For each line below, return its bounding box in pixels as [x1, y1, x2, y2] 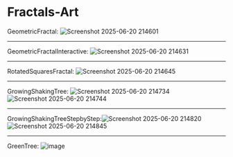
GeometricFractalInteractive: [7, 47, 89, 56]
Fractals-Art [7, 4, 79, 20]
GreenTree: [7, 142, 40, 150]
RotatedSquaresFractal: [7, 67, 75, 75]
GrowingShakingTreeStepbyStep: [7, 114, 102, 122]
